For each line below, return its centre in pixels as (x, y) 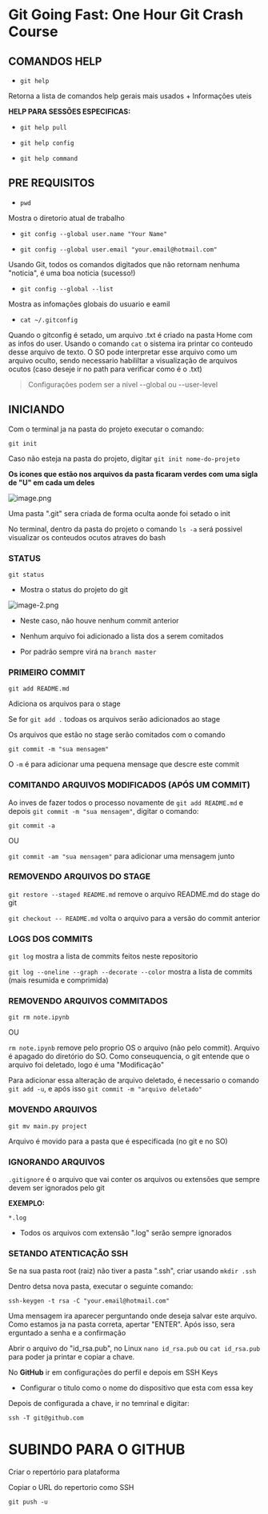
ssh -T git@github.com (46, 1418)
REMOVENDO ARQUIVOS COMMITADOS (88, 1001)
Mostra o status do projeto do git (74, 589)
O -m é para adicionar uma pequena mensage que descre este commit (124, 764)
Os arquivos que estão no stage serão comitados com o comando (117, 735)
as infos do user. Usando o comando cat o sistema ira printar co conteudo (131, 343)
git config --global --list (66, 289)
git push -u (28, 1502)
